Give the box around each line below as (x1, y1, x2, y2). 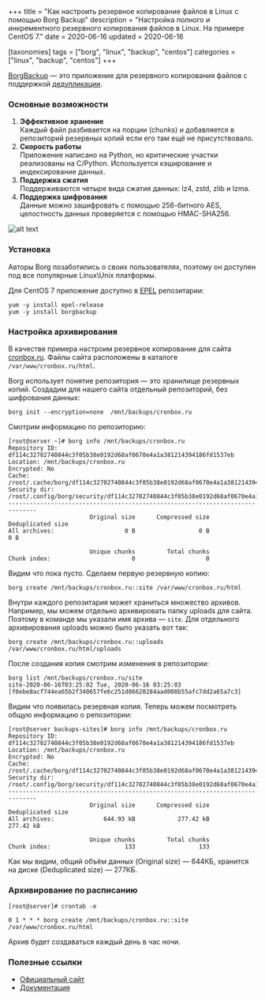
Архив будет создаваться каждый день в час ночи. (8, 937, 181, 946)
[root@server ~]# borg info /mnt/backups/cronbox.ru (8, 437, 185, 445)
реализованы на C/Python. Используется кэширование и (19, 159, 212, 168)
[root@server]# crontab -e (8, 903, 97, 911)
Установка (8, 244, 51, 255)
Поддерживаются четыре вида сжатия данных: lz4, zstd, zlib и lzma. (19, 184, 251, 193)
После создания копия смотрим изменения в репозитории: (8, 658, 210, 668)
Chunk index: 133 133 (8, 842, 211, 851)
